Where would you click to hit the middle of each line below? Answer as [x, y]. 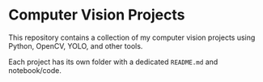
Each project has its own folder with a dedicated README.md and [113, 62]
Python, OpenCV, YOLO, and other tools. [76, 45]
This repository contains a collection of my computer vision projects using [132, 37]
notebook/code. [35, 70]
